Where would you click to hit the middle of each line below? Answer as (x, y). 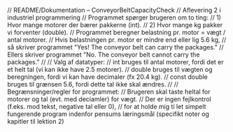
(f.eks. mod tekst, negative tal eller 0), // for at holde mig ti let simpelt (107, 107)
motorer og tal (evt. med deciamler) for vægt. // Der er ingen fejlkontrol (109, 99)
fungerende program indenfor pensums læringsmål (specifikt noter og (108, 114)
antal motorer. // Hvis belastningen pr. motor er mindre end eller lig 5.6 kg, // (117, 40)
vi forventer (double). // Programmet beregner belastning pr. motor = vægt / (116, 32)
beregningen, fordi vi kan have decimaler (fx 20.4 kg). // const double (108, 77)
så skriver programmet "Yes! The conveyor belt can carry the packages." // (115, 47)
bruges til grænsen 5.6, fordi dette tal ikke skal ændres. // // (93, 84)
